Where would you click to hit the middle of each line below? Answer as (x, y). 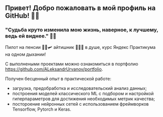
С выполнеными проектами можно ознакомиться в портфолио (72, 64)
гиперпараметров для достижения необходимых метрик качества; (83, 99)
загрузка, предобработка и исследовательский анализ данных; (80, 88)
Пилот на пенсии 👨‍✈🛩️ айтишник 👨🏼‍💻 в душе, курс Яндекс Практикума (80, 47)
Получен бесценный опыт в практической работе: (58, 78)
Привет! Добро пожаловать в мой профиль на (80, 8)
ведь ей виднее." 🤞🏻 (31, 36)
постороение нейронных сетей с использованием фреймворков (81, 104)
